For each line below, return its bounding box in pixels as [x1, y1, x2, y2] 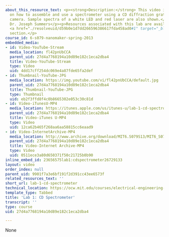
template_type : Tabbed [5, 190, 53, 195]
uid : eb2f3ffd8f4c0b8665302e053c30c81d [10, 96, 94, 101]
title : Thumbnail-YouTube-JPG [10, 87, 73, 92]
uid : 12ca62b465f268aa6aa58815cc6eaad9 [10, 125, 94, 130]
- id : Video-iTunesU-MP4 [5, 101, 57, 106]
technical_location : [5, 186, 49, 191]
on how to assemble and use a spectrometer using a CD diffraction [10, 12, 154, 17]
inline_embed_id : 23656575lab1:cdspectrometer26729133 [5, 157, 123, 162]
